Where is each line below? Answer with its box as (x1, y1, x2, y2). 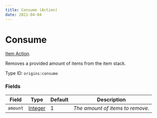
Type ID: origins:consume (5, 70, 58, 76)
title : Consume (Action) (5, 7, 58, 13)
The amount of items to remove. (73, 104, 149, 111)
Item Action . (5, 51, 31, 57)
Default (50, 96, 69, 103)
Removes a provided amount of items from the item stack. (5, 60, 126, 66)
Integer (28, 104, 46, 111)
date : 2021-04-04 (5, 12, 42, 17)
